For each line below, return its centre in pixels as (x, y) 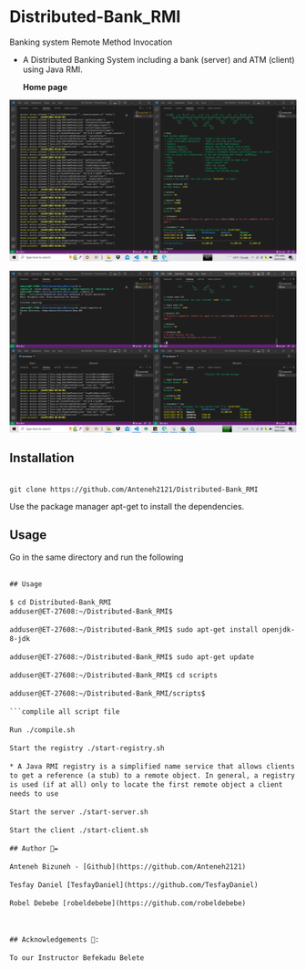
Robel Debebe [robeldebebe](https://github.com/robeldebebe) (128, 903)
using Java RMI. (53, 69)
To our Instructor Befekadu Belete (77, 958)
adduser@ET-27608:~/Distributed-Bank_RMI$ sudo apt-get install (134, 629)
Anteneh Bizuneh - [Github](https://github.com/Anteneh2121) (128, 867)
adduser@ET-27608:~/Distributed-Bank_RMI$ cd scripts (114, 675)
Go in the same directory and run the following (97, 557)
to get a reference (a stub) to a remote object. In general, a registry (153, 775)
